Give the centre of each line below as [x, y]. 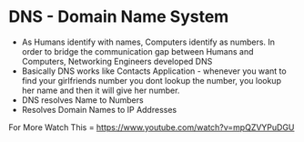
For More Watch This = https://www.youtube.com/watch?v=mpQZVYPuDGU [152, 127]
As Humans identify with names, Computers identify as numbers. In [148, 42]
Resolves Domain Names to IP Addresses [99, 109]
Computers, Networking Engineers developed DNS [117, 61]
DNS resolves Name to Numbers [82, 100]
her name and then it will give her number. [101, 90]
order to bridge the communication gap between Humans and [137, 51]
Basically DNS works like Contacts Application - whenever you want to [154, 71]
